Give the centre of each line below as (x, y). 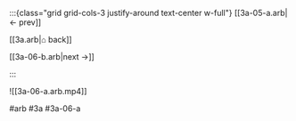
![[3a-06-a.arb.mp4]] (48, 91)
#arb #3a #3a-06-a (45, 109)
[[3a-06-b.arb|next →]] (52, 56)
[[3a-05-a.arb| (261, 13)
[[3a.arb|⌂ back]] (41, 40)
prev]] (30, 22)
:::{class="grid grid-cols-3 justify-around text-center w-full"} (121, 13)
